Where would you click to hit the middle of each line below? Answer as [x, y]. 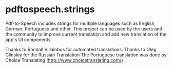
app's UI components [28, 40]
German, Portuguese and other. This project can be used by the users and [84, 28]
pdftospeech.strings [50, 9]
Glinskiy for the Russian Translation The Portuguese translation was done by [86, 55]
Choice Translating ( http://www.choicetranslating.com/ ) [64, 60]
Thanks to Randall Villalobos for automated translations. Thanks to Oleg [81, 49]
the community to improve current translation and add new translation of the [86, 34]
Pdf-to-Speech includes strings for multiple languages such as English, [81, 23]
